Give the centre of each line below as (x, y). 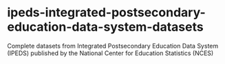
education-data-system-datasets (106, 27)
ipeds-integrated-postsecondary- (106, 13)
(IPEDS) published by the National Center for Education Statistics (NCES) (110, 53)
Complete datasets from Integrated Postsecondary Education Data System (113, 46)
